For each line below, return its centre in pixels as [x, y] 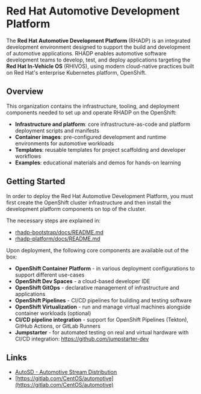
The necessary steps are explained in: [54, 220]
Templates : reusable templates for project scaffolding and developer [100, 149]
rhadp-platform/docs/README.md [57, 239]
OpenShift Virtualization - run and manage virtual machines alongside [103, 307]
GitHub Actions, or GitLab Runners [58, 326]
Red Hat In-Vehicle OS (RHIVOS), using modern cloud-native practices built [100, 66]
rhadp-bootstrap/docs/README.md [59, 232]
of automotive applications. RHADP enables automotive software [86, 53]
